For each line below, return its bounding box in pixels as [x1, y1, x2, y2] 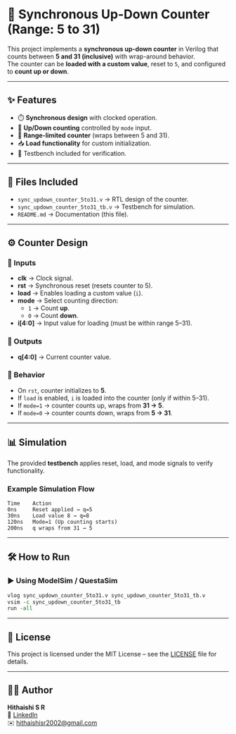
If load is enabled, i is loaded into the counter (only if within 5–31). [17, 393, 209, 402]
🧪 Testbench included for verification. [17, 149, 126, 157]
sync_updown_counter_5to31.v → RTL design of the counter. [17, 195, 189, 203]
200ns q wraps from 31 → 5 [7, 525, 93, 532]
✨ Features [7, 94, 57, 106]
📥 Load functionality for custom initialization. [17, 139, 151, 147]
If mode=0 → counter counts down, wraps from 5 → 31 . [17, 408, 173, 417]
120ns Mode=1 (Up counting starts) [7, 518, 118, 525]
